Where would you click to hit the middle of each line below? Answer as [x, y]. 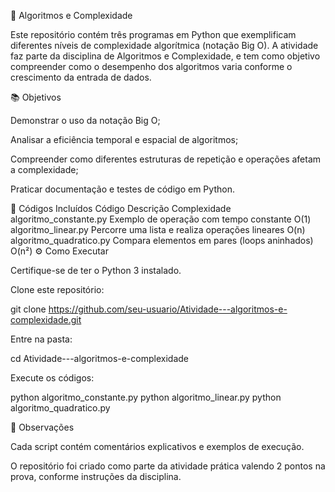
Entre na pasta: [41, 339]
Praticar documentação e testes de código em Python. [122, 189]
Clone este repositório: [57, 289]
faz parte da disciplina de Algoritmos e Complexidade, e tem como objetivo [165, 56]
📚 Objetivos [36, 97]
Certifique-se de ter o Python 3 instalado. [96, 270]
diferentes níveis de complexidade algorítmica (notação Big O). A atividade [164, 45]
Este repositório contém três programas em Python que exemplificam [153, 34]
